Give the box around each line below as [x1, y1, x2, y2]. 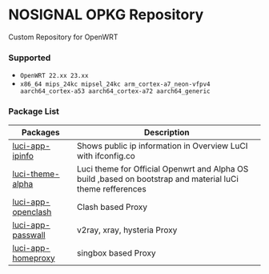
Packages [21, 127, 60, 138]
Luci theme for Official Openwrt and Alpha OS [77, 163, 249, 174]
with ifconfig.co [77, 150, 136, 161]
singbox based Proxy [77, 247, 156, 258]
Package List [8, 106, 60, 117]
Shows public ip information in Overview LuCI [77, 140, 248, 151]
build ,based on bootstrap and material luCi [77, 173, 239, 184]
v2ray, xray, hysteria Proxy [77, 224, 178, 236]
